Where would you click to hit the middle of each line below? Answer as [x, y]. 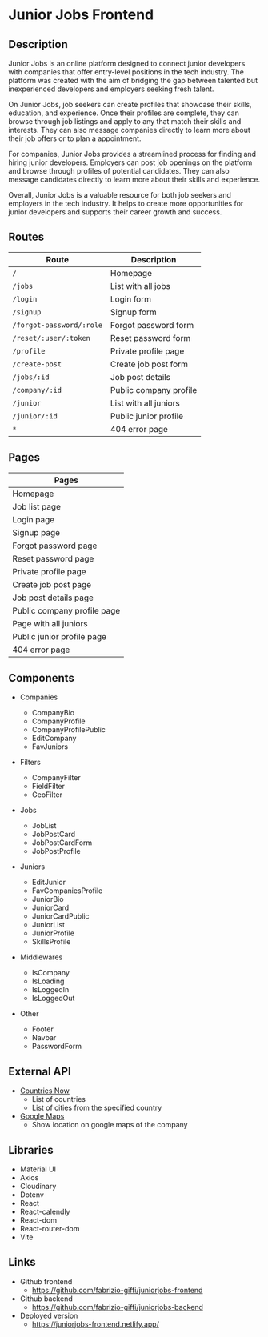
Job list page [37, 506]
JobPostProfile [56, 851]
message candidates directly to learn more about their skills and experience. [134, 179]
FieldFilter [48, 787]
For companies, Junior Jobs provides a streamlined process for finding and [132, 154]
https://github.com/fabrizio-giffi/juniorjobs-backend [118, 1307]
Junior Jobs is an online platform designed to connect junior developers [127, 63]
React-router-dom [50, 1229]
